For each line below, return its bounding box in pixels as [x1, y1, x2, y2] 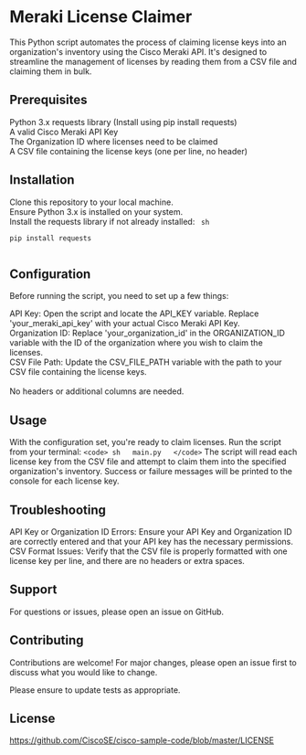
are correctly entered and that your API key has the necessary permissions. [9, 537, 294, 547]
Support [9, 582, 58, 598]
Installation [9, 172, 75, 188]
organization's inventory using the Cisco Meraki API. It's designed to [9, 46, 268, 57]
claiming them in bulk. [9, 66, 92, 77]
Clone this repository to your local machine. [9, 197, 174, 207]
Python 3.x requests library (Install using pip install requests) [9, 116, 237, 127]
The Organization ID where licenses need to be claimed [9, 135, 218, 147]
